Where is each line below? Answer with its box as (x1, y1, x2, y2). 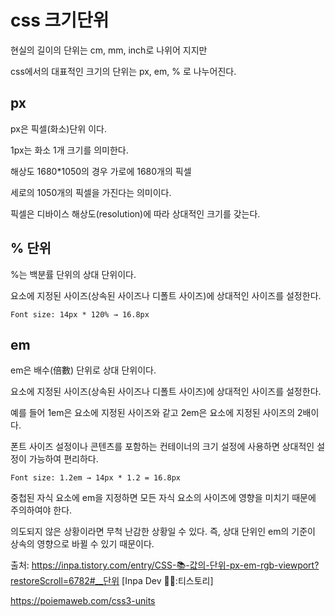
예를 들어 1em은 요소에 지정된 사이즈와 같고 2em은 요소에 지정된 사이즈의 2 (10, 407, 303, 419)
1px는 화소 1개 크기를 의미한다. (10, 144, 129, 156)
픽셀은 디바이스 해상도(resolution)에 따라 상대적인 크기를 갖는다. (10, 207, 261, 220)
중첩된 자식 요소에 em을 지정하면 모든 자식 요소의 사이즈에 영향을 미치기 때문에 (10, 492, 317, 504)
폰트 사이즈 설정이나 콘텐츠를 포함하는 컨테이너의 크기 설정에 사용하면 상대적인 (10, 441, 315, 453)
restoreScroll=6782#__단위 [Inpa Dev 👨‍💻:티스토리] (10, 575, 214, 587)
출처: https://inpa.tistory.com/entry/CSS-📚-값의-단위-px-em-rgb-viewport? (10, 559, 320, 571)
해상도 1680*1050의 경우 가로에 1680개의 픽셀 (10, 165, 192, 177)
